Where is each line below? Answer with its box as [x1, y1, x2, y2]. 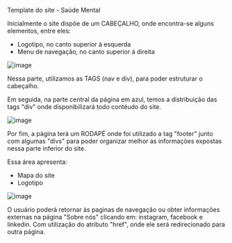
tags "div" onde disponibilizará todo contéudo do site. [7, 103, 162, 110]
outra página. [7, 228, 46, 235]
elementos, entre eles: [7, 27, 71, 35]
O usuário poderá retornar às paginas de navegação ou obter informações [7, 206, 220, 214]
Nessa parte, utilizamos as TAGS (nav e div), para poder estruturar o [7, 74, 203, 83]
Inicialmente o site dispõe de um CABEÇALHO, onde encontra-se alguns [7, 19, 214, 27]
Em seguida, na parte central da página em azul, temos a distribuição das [7, 95, 217, 103]
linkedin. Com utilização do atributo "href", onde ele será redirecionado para [7, 220, 226, 228]
